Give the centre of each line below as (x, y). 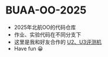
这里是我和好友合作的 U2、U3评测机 (58, 42)
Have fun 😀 (28, 48)
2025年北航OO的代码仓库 (45, 27)
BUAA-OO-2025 (46, 10)
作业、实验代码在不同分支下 (48, 34)
